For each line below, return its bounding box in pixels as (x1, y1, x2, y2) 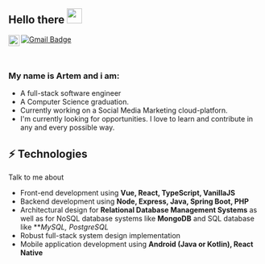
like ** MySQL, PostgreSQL (19, 222, 109, 232)
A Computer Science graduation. (19, 97, 129, 107)
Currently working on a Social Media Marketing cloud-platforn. (19, 105, 228, 115)
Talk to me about (8, 172, 64, 182)
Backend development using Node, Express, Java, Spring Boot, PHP (19, 196, 250, 206)
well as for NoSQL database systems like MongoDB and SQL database (19, 213, 255, 223)
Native (19, 247, 43, 258)
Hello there (8, 13, 65, 27)
